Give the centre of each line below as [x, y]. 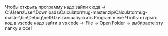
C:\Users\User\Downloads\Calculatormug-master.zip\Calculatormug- [76, 12]
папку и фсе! [18, 28]
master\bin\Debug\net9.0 [31, 18]
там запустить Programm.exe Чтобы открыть [110, 18]
